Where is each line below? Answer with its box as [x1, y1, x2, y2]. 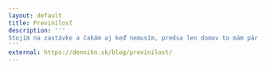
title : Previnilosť [8, 19, 73, 27]
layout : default [8, 11, 62, 20]
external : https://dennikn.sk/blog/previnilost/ [8, 48, 173, 56]
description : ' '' [8, 26, 66, 34]
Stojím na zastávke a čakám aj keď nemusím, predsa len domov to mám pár [8, 33, 259, 42]
